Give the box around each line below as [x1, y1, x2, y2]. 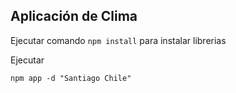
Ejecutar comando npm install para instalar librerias [10, 34, 227, 46]
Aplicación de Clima [10, 8, 138, 25]
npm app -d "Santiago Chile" [10, 73, 132, 83]
